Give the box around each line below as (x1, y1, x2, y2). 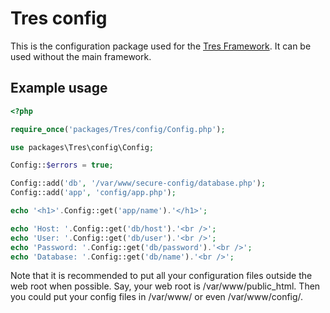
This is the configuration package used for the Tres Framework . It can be (10, 40, 312, 52)
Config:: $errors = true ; (10, 160, 114, 171)
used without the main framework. (10, 50, 152, 62)
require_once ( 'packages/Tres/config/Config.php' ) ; (10, 124, 226, 134)
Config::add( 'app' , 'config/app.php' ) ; (10, 188, 177, 198)
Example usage (10, 80, 108, 97)
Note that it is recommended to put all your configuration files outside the (10, 270, 313, 282)
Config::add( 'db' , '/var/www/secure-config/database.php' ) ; (10, 178, 267, 189)
